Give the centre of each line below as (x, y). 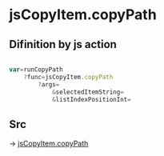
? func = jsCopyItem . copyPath (68, 77)
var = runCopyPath (36, 70)
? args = (49, 84)
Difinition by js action (63, 44)
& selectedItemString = (88, 92)
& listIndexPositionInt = (91, 99)
